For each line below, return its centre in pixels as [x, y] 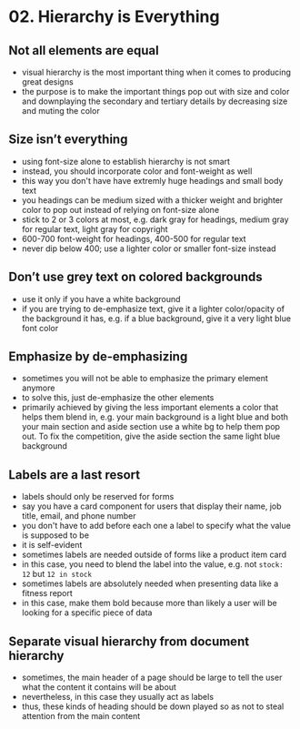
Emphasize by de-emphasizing [98, 357]
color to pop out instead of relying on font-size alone [120, 209]
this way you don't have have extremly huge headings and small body [152, 180]
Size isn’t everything [68, 140]
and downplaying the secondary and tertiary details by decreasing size [155, 101]
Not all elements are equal [84, 51]
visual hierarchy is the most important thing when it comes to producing [156, 72]
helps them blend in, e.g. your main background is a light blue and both [155, 417]
